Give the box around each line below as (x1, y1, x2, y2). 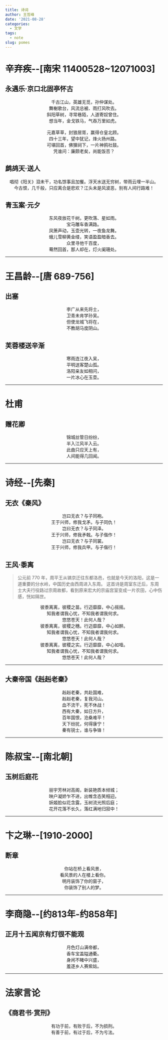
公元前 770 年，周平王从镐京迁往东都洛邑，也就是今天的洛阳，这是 (17, 575, 155, 580)
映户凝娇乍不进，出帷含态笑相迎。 (49, 793, 119, 799)
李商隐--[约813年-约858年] (5, 909, 117, 920)
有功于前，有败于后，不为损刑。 (51, 1023, 117, 1029)
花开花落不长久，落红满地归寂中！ (49, 806, 119, 812)
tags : (5, 31, 16, 36)
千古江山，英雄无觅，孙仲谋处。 (51, 99, 117, 105)
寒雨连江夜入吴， (66, 356, 101, 362)
